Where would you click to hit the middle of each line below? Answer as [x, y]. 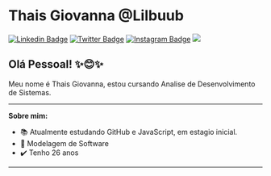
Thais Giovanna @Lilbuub [96, 16]
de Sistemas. [30, 92]
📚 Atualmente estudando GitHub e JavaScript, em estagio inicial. [129, 132]
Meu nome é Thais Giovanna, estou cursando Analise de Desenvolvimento [132, 84]
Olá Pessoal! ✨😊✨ [56, 64]
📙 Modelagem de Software [64, 143]
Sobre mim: [28, 115]
